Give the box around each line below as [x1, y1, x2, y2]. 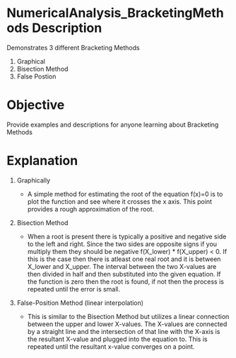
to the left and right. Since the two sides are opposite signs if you [27, 239, 217, 248]
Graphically [16, 175, 51, 185]
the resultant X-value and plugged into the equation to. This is [27, 335, 208, 343]
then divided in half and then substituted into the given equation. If [27, 270, 221, 278]
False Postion [16, 72, 57, 81]
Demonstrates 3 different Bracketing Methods [6, 43, 140, 52]
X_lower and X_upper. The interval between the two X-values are [27, 262, 217, 270]
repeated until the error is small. [27, 284, 121, 293]
